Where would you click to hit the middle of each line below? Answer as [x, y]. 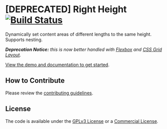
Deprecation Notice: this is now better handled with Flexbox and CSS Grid [83, 49]
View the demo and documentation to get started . [57, 64]
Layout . [13, 55]
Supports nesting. [24, 40]
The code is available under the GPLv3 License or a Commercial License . [82, 121]
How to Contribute [35, 80]
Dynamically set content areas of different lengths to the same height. [78, 34]
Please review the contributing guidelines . [49, 93]
